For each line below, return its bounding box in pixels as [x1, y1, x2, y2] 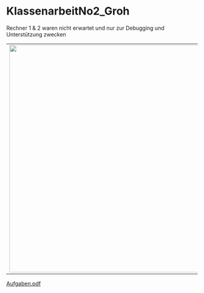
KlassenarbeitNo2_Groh [6, 4, 130, 18]
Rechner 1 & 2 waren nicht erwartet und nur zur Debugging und [6, 24, 165, 32]
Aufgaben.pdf [6, 280, 41, 287]
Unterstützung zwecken [6, 30, 67, 38]
